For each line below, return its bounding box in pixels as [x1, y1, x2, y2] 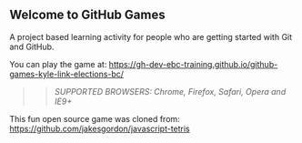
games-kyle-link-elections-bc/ [9, 68, 125, 79]
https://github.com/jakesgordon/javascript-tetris [9, 123, 191, 134]
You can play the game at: [9, 58, 107, 69]
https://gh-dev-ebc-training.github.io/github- [108, 58, 278, 69]
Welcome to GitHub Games [9, 7, 166, 23]
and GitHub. [9, 41, 55, 52]
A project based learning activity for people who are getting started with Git [9, 31, 293, 42]
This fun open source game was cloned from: [9, 113, 180, 124]
